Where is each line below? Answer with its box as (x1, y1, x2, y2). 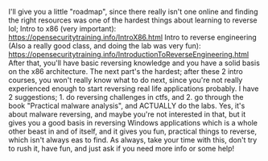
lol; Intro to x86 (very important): (8, 24, 117, 33)
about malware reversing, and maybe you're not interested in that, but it (8, 109, 246, 119)
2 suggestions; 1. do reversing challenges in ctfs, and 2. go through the (8, 93, 244, 101)
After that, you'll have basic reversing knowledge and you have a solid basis (8, 58, 260, 68)
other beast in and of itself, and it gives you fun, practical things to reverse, (8, 126, 258, 136)
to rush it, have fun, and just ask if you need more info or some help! (8, 144, 235, 153)
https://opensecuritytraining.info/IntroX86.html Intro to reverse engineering (8, 32, 258, 42)
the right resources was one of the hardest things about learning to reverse (8, 15, 258, 25)
